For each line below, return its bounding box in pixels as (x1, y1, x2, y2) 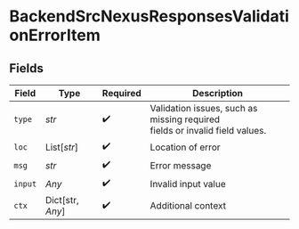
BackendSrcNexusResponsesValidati (9, 6, 289, 27)
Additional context (149, 200, 227, 211)
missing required (149, 113, 221, 126)
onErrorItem (9, 25, 101, 45)
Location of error (149, 141, 221, 153)
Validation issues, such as (149, 102, 258, 114)
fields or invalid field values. (149, 125, 267, 136)
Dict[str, (44, 194, 79, 206)
